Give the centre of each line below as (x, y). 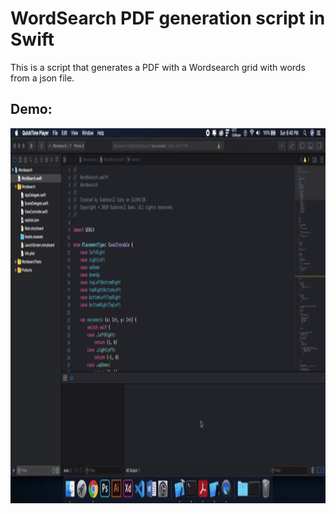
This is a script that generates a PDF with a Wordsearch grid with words (158, 67)
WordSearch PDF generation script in (168, 18)
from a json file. (42, 78)
